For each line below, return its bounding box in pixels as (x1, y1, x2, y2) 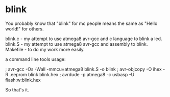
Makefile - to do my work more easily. (5, 46, 85, 52)
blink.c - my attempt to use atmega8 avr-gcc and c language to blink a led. (5, 36, 162, 42)
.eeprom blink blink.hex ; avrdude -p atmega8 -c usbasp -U (9, 71, 135, 77)
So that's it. (5, 86, 30, 92)
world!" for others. (5, 25, 44, 31)
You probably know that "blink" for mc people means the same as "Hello (5, 20, 158, 26)
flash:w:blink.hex (5, 77, 41, 83)
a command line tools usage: (5, 56, 66, 62)
